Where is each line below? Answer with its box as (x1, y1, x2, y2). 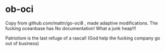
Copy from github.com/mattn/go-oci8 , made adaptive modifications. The (5, 20, 158, 26)
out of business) (5, 40, 39, 46)
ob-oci (5, 3, 34, 15)
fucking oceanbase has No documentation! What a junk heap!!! (5, 25, 136, 31)
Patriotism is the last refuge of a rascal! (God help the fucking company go (5, 35, 160, 41)
